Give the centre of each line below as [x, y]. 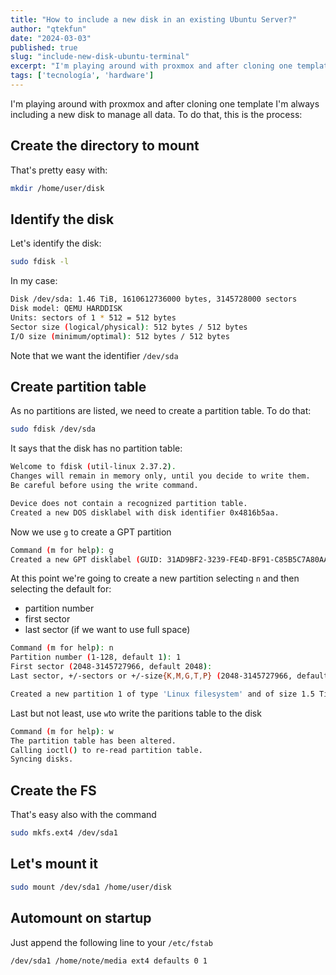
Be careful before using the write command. [104, 486]
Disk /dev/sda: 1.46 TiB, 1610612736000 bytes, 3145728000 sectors [154, 299]
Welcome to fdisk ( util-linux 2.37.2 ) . [93, 467]
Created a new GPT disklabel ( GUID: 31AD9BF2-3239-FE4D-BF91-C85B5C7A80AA [169, 559]
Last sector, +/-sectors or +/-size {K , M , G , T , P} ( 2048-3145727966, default [169, 676]
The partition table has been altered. [93, 741]
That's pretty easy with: [59, 170]
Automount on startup [81, 918]
